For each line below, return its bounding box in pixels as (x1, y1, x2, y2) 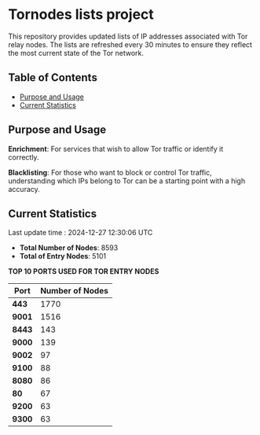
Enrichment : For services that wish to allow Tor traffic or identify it (8, 144, 224, 153)
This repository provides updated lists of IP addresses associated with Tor (8, 31, 248, 41)
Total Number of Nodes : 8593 (19, 243, 119, 253)
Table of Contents (8, 71, 98, 84)
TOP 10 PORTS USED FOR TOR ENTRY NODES (8, 267, 159, 276)
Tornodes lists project (8, 6, 155, 24)
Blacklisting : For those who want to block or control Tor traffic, (8, 168, 212, 177)
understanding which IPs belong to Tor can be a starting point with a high (8, 175, 246, 186)
